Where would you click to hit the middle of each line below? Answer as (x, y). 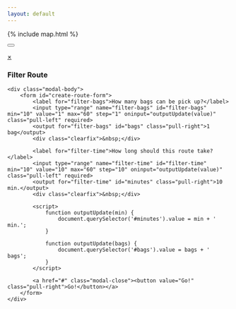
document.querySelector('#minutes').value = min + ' (137, 219)
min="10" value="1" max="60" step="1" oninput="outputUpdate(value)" (112, 114)
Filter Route (28, 75)
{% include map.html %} (43, 34)
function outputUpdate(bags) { (91, 243)
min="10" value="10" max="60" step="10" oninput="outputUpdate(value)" (115, 169)
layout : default (31, 14)
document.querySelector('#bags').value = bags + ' (134, 250)
